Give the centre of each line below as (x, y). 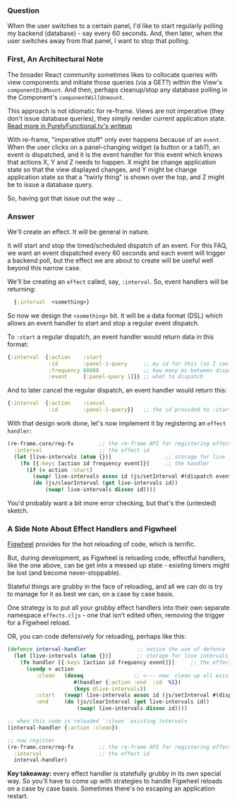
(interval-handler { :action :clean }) (63, 728)
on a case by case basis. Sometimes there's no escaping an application (111, 788)
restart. (18, 796)
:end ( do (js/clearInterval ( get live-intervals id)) (123, 702)
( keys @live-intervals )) (110, 689)
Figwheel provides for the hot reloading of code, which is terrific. (102, 544)
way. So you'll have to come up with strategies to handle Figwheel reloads (115, 781)
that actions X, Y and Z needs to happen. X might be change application (112, 162)
